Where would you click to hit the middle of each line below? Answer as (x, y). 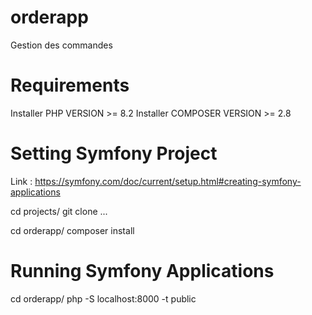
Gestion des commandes (61, 45)
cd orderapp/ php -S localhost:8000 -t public (103, 298)
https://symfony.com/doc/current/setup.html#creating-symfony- (168, 181)
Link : (21, 181)
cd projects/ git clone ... (59, 211)
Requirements (70, 85)
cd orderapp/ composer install (72, 230)
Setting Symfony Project (114, 153)
